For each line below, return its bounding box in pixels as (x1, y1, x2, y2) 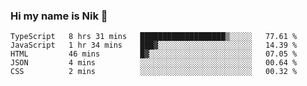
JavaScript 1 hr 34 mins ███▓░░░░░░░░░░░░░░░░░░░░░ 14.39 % (10, 40, 298, 51)
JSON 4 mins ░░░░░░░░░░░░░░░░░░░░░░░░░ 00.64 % (10, 58, 298, 68)
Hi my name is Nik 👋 (10, 9, 108, 23)
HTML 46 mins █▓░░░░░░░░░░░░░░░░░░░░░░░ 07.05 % (10, 49, 298, 59)
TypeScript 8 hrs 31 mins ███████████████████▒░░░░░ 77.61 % (10, 32, 298, 42)
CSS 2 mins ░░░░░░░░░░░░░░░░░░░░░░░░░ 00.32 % (10, 67, 298, 77)
